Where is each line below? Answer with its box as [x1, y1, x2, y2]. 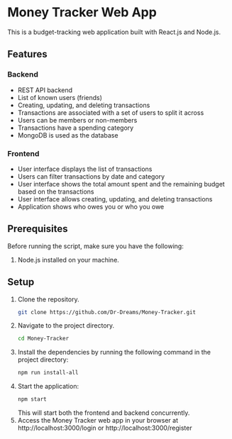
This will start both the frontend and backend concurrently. [17, 409, 190, 417]
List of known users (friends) [17, 93, 103, 101]
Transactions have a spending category [17, 123, 134, 132]
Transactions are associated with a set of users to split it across [17, 108, 204, 117]
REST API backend [17, 86, 73, 94]
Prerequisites [7, 223, 68, 235]
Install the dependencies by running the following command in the [17, 348, 211, 357]
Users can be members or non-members [17, 116, 138, 124]
